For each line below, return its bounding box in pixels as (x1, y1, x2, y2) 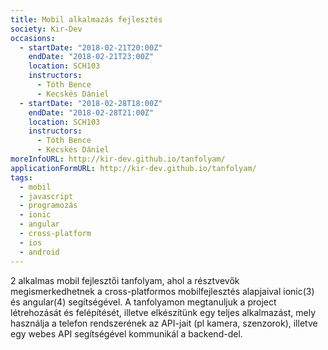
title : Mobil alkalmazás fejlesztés (10, 14, 163, 25)
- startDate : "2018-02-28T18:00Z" (19, 98, 163, 108)
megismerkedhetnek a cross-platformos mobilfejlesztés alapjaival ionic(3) (10, 285, 315, 297)
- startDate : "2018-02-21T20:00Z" (19, 42, 163, 53)
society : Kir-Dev (10, 24, 83, 34)
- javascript (19, 191, 74, 201)
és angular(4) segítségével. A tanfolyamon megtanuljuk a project (10, 296, 277, 308)
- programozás (19, 201, 78, 211)
